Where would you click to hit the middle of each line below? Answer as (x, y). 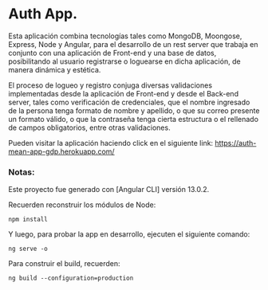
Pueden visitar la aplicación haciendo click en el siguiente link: (111, 143)
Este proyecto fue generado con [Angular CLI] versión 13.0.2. (109, 190)
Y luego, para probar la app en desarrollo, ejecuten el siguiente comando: (129, 234)
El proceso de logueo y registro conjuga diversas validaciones (110, 85)
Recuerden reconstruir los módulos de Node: (82, 205)
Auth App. (43, 14)
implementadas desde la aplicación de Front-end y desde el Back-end (124, 93)
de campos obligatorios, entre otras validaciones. (89, 127)
